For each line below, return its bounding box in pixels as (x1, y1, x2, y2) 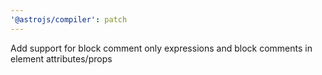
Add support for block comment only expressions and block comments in (10, 42, 313, 54)
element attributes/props (10, 52, 113, 65)
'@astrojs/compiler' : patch (10, 14, 128, 25)
